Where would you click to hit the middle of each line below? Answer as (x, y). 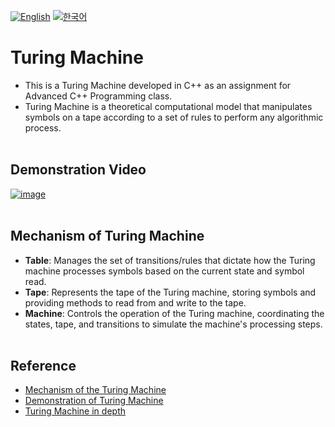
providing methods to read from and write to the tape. (135, 302)
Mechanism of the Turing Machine (95, 390)
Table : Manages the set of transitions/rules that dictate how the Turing (170, 260)
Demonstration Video (78, 170)
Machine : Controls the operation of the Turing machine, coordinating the (174, 313)
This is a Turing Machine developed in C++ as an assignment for (158, 85)
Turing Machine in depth (75, 411)
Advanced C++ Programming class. (98, 96)
